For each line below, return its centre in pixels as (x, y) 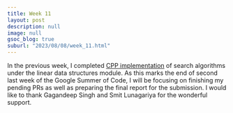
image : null (24, 33)
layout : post (26, 20)
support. (20, 102)
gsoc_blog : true (31, 40)
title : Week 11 (29, 14)
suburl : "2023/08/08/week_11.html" (59, 46)
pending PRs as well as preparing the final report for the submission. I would (117, 88)
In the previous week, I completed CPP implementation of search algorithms (116, 66)
